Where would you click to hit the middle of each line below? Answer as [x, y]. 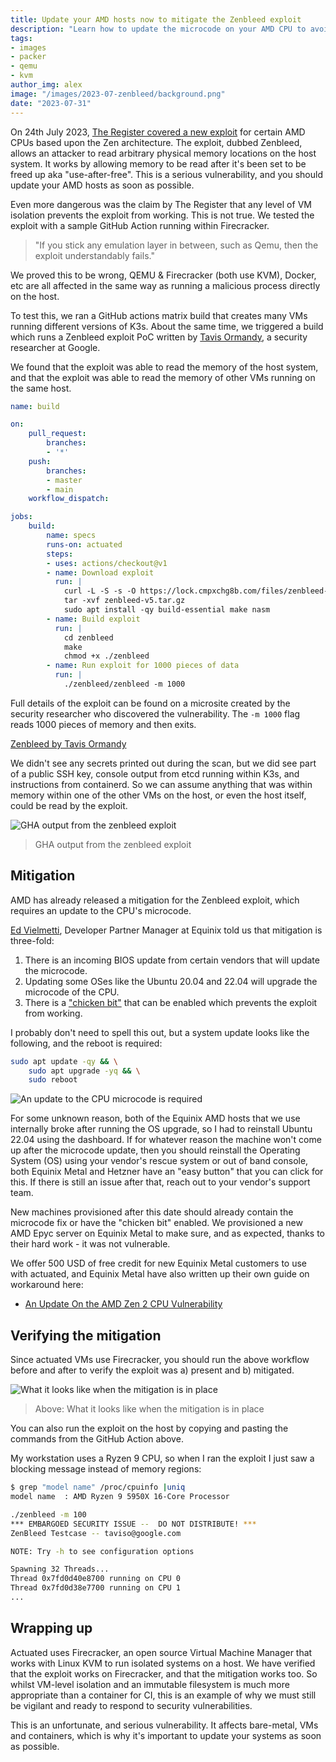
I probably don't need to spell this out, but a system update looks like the [160, 1032]
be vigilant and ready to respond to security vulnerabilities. [131, 1705]
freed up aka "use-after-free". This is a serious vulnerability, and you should [166, 174]
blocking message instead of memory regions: [106, 1469]
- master [64, 480]
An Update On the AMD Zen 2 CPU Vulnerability [123, 1304]
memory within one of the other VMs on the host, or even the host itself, [158, 795]
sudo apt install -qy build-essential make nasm [167, 610]
